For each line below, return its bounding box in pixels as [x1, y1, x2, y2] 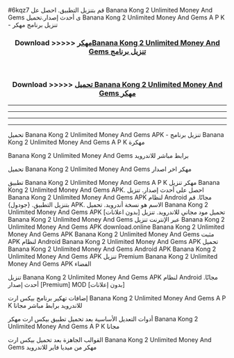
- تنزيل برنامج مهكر [8, 21, 58, 29]
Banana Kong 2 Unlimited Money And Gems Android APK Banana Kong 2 [8, 245, 217, 253]
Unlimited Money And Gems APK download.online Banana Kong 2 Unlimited [8, 222, 225, 231]
